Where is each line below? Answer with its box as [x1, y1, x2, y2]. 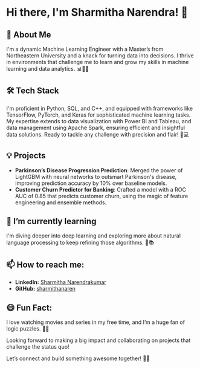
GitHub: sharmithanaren [15, 285, 76, 292]
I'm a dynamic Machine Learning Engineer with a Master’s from [6, 45, 164, 53]
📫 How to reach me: [6, 259, 85, 270]
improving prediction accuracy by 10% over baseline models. [15, 179, 167, 187]
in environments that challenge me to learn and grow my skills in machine [6, 59, 189, 65]
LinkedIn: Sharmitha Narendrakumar [15, 279, 107, 286]
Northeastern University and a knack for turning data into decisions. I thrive [6, 52, 195, 59]
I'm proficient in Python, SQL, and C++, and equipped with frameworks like [6, 105, 193, 112]
